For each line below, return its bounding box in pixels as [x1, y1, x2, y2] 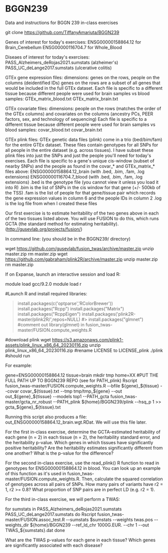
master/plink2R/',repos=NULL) [17, 316, 81, 322]
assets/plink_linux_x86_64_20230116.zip [5, 342, 89, 348]
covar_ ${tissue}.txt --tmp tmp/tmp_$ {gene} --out [20, 388, 122, 394]
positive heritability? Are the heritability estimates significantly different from [5, 445, 163, 451]
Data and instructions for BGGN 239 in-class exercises [5, 20, 118, 26]
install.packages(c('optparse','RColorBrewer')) [17, 300, 113, 306]
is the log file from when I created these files [5, 200, 98, 206]
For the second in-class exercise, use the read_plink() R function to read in [5, 460, 159, 466]
